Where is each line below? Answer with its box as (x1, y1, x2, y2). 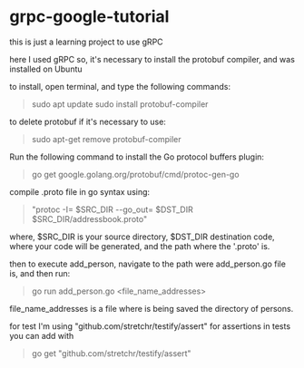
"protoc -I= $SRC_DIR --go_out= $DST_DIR (31, 204, 193, 215)
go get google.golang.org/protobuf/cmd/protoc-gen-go (31, 169, 240, 179)
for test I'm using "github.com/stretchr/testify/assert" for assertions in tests (9, 320, 291, 332)
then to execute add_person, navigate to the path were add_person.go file (9, 258, 286, 269)
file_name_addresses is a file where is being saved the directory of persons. (9, 303, 294, 314)
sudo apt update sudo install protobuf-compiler (31, 98, 209, 110)
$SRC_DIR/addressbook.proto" (31, 213, 148, 224)
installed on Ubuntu (9, 63, 83, 74)
